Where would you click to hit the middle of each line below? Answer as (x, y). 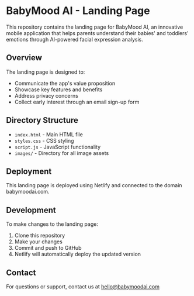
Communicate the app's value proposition (65, 83)
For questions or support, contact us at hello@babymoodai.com (83, 287)
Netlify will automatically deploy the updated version (78, 254)
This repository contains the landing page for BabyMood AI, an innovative (95, 27)
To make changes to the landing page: (52, 224)
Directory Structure (42, 120)
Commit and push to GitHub (48, 248)
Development (31, 210)
